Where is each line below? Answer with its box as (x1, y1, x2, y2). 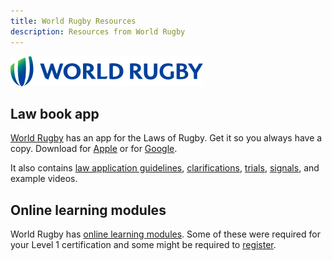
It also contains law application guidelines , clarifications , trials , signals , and (10, 162, 320, 174)
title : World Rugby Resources (10, 16, 137, 26)
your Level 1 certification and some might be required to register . (10, 239, 277, 251)
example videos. (10, 173, 78, 185)
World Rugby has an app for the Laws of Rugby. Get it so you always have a (10, 132, 323, 144)
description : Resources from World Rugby (10, 26, 186, 37)
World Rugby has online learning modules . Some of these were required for (10, 228, 321, 240)
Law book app (10, 105, 100, 122)
